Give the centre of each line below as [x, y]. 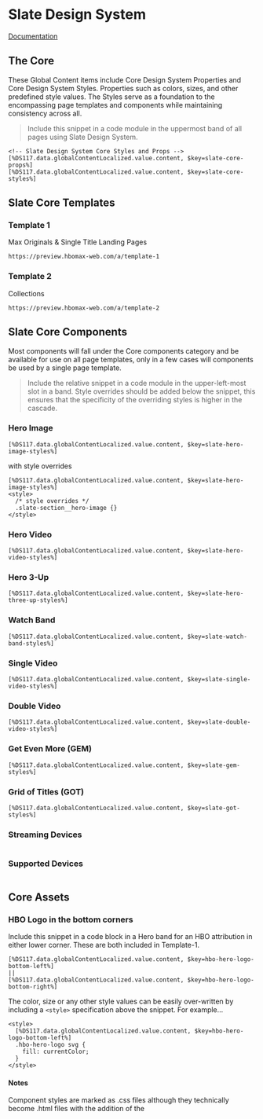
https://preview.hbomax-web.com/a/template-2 [84, 308]
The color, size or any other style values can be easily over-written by [121, 1002]
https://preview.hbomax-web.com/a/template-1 [84, 257]
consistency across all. [45, 113]
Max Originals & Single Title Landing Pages [78, 242]
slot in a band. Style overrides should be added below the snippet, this [141, 391]
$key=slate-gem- [214, 765]
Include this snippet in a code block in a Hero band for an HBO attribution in [130, 937]
